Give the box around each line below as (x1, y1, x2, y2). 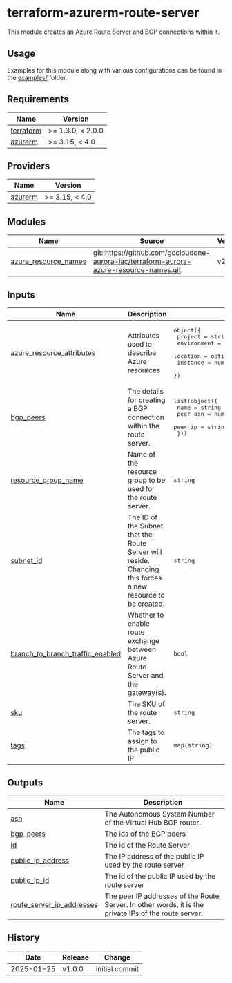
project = (177, 333, 208, 340)
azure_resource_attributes (10, 348, 95, 357)
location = (173, 352, 208, 360)
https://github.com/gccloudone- (104, 248, 211, 258)
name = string (177, 404, 222, 411)
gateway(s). (127, 688, 167, 697)
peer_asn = (177, 410, 211, 417)
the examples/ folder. (7, 73, 68, 82)
